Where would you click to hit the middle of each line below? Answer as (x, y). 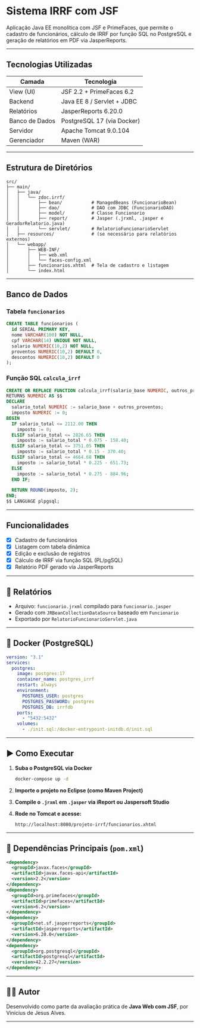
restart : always (37, 685)
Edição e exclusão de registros (52, 553)
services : (18, 663)
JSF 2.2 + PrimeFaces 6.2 (97, 91)
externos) (18, 239)
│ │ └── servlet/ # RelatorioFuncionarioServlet (87, 228)
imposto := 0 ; (34, 429)
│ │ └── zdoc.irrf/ (36, 197)
